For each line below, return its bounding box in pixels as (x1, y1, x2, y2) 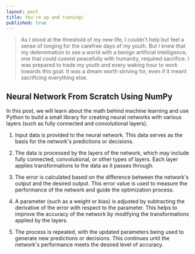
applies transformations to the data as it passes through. (14, 162, 154, 169)
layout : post (6, 8, 39, 15)
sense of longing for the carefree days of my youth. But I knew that (20, 42, 186, 49)
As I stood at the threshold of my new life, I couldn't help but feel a (20, 36, 184, 44)
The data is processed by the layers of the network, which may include (14, 150, 190, 157)
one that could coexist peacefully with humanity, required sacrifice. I (20, 55, 190, 63)
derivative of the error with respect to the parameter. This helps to (14, 204, 178, 212)
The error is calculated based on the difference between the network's (14, 174, 189, 181)
